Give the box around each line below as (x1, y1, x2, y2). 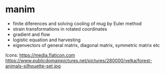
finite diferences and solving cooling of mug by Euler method (12, 20, 142, 27)
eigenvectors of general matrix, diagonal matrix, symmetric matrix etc (12, 42, 160, 48)
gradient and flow (12, 31, 50, 37)
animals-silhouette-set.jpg (5, 63, 61, 69)
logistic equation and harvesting (12, 37, 81, 43)
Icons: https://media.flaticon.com (5, 52, 75, 58)
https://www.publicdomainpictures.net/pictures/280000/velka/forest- (5, 57, 152, 63)
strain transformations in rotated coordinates (12, 26, 108, 32)
